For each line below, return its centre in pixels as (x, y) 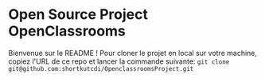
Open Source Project (78, 15)
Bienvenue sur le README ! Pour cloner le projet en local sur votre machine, (132, 53)
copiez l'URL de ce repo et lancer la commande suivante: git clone (119, 61)
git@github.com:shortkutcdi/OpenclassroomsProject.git (101, 68)
